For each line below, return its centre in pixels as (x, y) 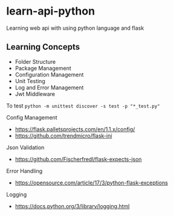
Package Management (43, 68)
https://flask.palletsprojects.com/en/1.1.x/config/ (75, 129)
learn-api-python (51, 11)
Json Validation (25, 147)
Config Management (32, 117)
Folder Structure (35, 61)
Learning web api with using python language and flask (75, 28)
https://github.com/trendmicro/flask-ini (63, 135)
